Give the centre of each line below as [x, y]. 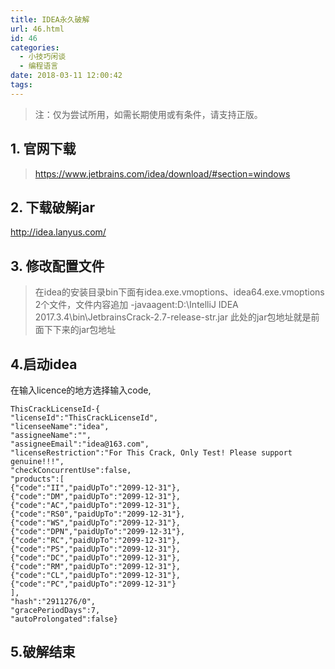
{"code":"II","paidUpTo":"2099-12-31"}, [96, 488]
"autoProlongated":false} [64, 619]
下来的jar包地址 [84, 330]
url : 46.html [37, 29]
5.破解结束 [43, 652]
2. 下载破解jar [53, 207]
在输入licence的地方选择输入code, [81, 390]
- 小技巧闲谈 [43, 57]
